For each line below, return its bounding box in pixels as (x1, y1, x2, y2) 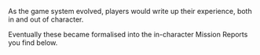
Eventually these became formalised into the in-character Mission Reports (8, 30, 248, 39)
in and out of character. (8, 15, 84, 24)
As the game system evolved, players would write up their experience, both (8, 7, 253, 15)
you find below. (8, 38, 58, 47)
